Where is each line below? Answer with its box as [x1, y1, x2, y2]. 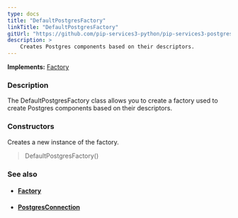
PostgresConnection [17, 202, 80, 211]
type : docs [7, 10, 40, 18]
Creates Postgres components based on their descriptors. [20, 43, 195, 50]
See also [7, 169, 38, 179]
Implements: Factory [7, 63, 69, 71]
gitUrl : [7, 30, 30, 38]
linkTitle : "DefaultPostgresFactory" [7, 23, 119, 30]
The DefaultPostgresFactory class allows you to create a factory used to [7, 96, 218, 105]
